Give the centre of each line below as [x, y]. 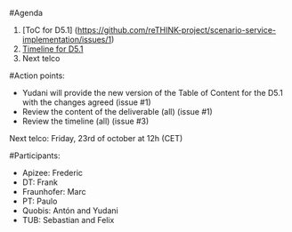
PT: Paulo [40, 201]
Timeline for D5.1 [53, 49]
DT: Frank [40, 182]
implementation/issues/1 [67, 40]
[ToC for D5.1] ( [50, 30]
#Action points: [37, 76]
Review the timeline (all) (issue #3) [85, 121]
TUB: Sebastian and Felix [68, 220]
